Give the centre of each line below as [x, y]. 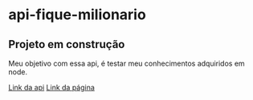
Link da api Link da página [51, 87]
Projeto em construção [67, 44]
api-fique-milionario [77, 15]
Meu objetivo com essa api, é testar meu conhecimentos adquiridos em [126, 63]
